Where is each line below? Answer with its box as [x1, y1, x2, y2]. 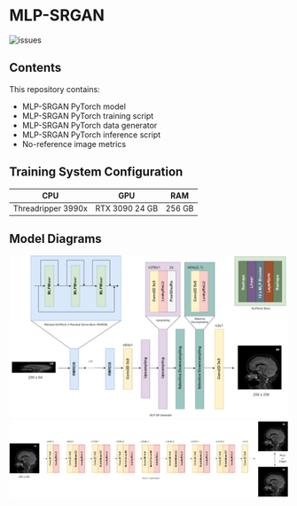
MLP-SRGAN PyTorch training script [21, 110, 154, 121]
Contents [9, 60, 62, 75]
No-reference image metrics [21, 138, 127, 149]
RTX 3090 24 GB [95, 203, 159, 214]
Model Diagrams [9, 231, 102, 246]
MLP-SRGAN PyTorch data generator [21, 120, 158, 130]
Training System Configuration [9, 165, 184, 180]
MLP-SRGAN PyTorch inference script [21, 129, 161, 140]
